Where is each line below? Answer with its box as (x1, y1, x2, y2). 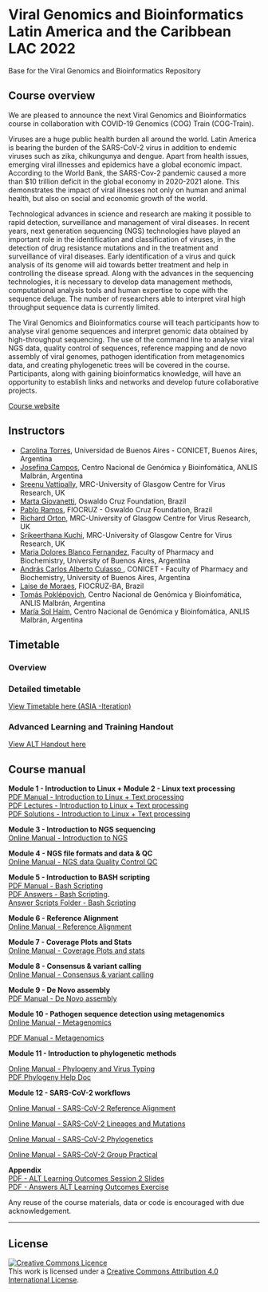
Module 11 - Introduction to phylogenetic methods (8, 1049, 177, 1058)
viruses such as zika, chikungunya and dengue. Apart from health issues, (8, 151, 250, 160)
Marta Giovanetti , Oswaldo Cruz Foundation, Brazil (19, 496, 187, 506)
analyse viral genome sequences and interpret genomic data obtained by (8, 326, 249, 336)
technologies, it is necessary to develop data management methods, (8, 277, 234, 286)
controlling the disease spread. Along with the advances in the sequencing (8, 268, 254, 278)
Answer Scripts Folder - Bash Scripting (8, 898, 136, 907)
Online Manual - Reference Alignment (8, 922, 132, 931)
